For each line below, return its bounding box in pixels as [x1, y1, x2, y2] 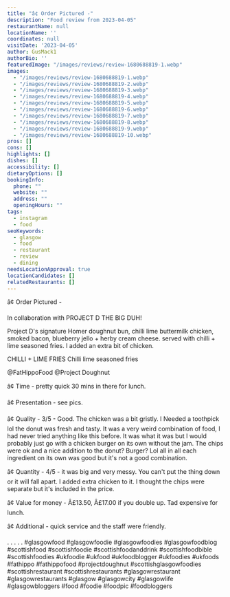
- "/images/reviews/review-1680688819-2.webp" [13, 80, 149, 87]
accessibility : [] [7, 163, 60, 171]
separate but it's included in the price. [7, 485, 115, 493]
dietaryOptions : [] [7, 170, 63, 177]
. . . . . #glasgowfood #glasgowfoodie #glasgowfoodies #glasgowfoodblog [7, 538, 218, 547]
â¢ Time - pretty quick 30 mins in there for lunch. [7, 382, 146, 391]
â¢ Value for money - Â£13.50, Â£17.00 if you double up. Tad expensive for [7, 499, 218, 507]
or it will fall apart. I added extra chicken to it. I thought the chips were [7, 477, 205, 486]
